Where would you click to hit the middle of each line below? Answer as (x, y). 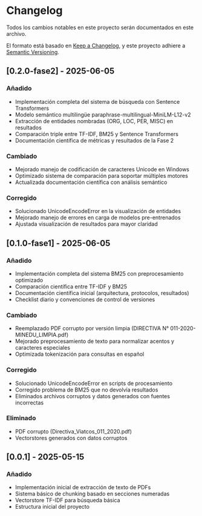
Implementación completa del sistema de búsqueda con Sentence (97, 101)
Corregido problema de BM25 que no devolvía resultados (86, 390)
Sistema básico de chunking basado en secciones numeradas (92, 494)
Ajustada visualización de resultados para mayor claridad (86, 224)
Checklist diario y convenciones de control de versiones (85, 299)
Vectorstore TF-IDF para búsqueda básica (67, 500)
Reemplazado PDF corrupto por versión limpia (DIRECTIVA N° (92, 328)
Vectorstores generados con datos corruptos (71, 438)
